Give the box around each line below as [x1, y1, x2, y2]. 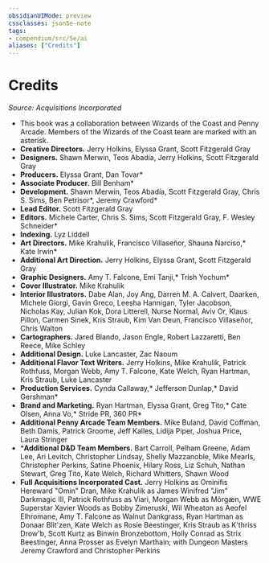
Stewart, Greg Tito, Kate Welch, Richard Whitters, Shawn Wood [19, 469, 230, 479]
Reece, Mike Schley [19, 341, 86, 351]
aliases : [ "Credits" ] [8, 42, 81, 50]
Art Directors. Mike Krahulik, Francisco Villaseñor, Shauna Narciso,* [19, 238, 247, 248]
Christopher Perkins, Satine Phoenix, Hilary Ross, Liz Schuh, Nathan [19, 460, 246, 471]
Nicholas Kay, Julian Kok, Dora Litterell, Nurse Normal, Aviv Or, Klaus [19, 306, 247, 316]
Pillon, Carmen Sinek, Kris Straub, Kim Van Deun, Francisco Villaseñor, [19, 315, 253, 325]
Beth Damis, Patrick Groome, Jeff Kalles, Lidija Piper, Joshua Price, [19, 426, 243, 436]
